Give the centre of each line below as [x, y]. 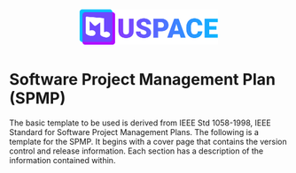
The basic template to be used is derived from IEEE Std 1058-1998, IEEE [140, 123]
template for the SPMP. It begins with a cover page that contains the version [148, 142]
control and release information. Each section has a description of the [136, 151]
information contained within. [62, 161]
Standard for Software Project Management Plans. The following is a [134, 132]
